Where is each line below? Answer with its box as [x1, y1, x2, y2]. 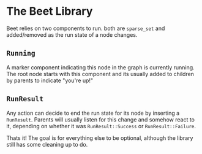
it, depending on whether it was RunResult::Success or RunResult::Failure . [6, 122, 196, 129]
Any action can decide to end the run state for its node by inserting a [6, 109, 180, 117]
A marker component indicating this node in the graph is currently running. [6, 63, 195, 71]
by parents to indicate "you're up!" [6, 77, 94, 84]
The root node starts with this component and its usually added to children [6, 70, 195, 77]
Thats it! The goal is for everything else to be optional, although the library [6, 134, 193, 142]
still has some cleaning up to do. [6, 141, 88, 148]
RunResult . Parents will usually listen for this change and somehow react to [6, 115, 195, 123]
